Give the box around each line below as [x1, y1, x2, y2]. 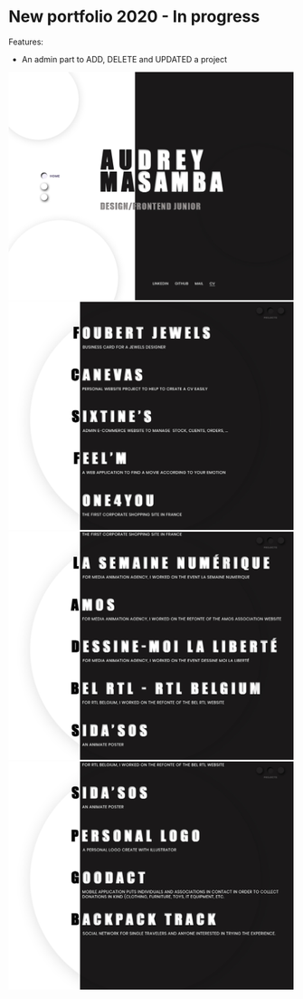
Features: [8, 36, 44, 47]
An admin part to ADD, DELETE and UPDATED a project [21, 53, 228, 64]
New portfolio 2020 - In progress [8, 6, 260, 27]
